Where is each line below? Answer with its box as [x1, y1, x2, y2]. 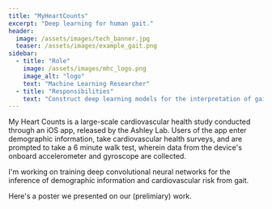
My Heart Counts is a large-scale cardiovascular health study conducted [8, 117, 251, 126]
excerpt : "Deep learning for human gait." [8, 19, 154, 28]
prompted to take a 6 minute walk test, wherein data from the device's [8, 143, 243, 152]
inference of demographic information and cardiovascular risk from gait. [8, 176, 249, 186]
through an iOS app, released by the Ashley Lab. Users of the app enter [8, 126, 247, 135]
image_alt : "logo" [23, 72, 85, 80]
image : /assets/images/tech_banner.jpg [15, 34, 151, 43]
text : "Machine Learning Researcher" [23, 79, 151, 87]
